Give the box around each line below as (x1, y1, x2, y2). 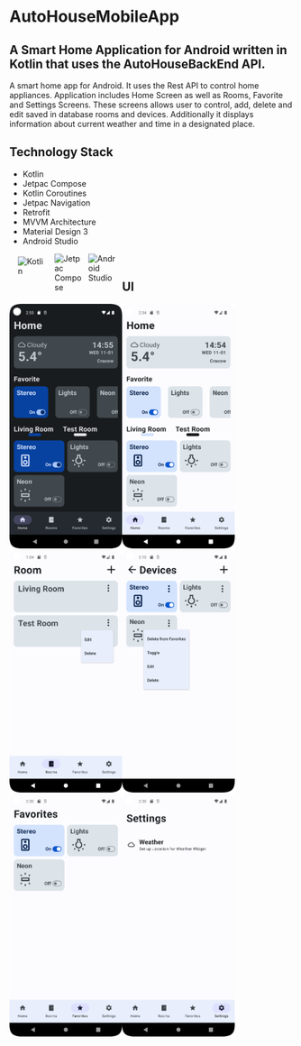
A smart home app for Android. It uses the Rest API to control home (9, 80, 260, 91)
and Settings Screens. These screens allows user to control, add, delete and (9, 99, 293, 110)
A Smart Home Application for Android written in (9, 42, 287, 58)
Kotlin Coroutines (22, 188, 87, 198)
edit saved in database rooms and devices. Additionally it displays (9, 109, 254, 119)
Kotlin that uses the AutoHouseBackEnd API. (9, 56, 266, 71)
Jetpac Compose (22, 178, 87, 188)
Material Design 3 (22, 225, 88, 236)
